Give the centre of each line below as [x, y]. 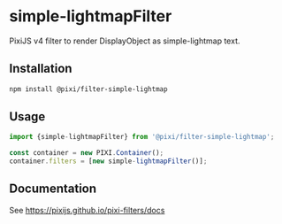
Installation [41, 69]
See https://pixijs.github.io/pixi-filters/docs [87, 210]
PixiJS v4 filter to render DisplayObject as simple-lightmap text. [125, 41]
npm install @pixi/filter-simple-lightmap [88, 89]
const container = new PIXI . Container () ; [87, 153]
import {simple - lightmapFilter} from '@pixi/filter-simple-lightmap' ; [142, 137]
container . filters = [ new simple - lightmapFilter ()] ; [108, 161]
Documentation [53, 189]
